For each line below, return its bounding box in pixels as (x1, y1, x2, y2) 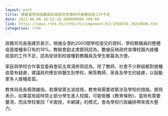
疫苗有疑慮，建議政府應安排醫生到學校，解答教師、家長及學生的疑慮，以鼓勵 (5, 69, 163, 75)
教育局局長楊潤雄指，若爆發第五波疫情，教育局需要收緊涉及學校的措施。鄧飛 (5, 86, 163, 92)
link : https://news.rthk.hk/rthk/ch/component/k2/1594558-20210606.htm (5, 21, 157, 26)
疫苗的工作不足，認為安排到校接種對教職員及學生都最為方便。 (5, 53, 132, 59)
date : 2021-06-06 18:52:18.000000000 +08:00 (5, 16, 99, 21)
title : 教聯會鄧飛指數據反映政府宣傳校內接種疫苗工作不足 (5, 12, 110, 17)
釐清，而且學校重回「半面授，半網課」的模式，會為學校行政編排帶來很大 (5, 99, 154, 105)
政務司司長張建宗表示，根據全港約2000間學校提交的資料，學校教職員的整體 (5, 40, 161, 46)
